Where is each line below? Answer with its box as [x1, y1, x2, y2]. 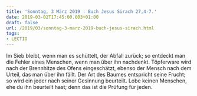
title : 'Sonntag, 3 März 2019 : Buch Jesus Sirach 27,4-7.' [6, 8, 157, 15]
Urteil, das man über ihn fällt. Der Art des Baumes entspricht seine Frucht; [6, 71, 186, 78]
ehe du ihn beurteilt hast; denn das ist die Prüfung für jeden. [6, 84, 153, 90]
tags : [6, 31, 19, 37]
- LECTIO [6, 36, 28, 42]
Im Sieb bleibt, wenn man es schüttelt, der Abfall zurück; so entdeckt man [6, 52, 186, 59]
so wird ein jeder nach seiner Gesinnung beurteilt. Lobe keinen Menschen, [6, 77, 187, 84]
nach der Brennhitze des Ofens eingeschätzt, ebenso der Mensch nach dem [6, 65, 192, 71]
